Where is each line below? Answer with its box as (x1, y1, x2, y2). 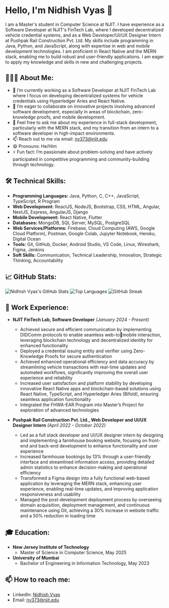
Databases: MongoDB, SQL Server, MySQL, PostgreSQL (12, 220, 130, 226)
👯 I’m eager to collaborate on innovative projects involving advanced (12, 103, 155, 109)
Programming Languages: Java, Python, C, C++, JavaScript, (12, 192, 140, 199)
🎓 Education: (5, 528, 50, 537)
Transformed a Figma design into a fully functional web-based (20, 475, 150, 481)
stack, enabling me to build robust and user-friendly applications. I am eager (5, 53, 164, 60)
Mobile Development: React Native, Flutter (12, 214, 102, 220)
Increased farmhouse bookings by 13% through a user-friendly (20, 454, 151, 460)
